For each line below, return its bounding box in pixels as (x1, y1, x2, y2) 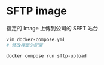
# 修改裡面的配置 (6, 42, 43, 48)
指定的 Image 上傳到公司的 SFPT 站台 (6, 24, 99, 32)
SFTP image (6, 4, 67, 18)
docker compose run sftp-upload (6, 52, 87, 59)
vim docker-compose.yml (6, 36, 66, 42)
